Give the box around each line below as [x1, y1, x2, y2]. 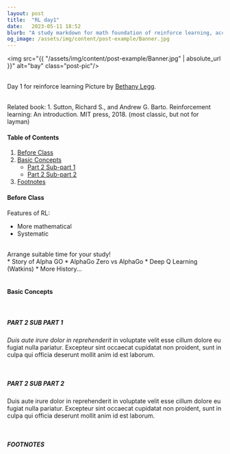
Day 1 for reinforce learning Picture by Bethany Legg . [7, 82, 156, 91]
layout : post [7, 10, 44, 17]
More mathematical [16, 222, 72, 230]
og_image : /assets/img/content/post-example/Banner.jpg [7, 36, 170, 43]
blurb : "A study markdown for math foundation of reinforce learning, [7, 29, 213, 36]
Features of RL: [7, 209, 50, 217]
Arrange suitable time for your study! [7, 250, 111, 258]
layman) [7, 117, 30, 126]
